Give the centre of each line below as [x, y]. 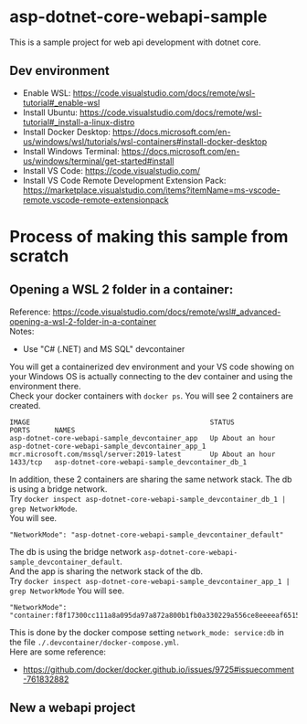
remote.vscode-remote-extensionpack [95, 199]
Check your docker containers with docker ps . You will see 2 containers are [152, 396]
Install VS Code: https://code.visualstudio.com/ [111, 170]
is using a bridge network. [58, 489]
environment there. [45, 386]
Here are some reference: [58, 652]
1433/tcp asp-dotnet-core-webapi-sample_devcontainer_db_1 [128, 462]
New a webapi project [73, 708]
